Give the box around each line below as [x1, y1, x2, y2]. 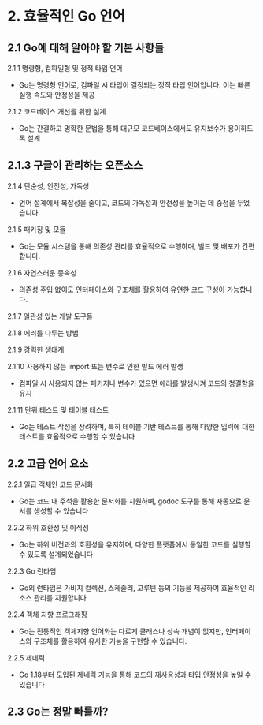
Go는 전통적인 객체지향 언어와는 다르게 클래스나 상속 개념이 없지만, [18, 626, 224, 636]
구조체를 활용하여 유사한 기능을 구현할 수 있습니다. [33, 636, 187, 645]
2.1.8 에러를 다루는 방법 [7, 328, 80, 338]
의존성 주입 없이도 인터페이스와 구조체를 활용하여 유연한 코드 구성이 [18, 285, 225, 294]
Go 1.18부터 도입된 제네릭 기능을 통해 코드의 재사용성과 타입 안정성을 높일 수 [18, 670, 252, 679]
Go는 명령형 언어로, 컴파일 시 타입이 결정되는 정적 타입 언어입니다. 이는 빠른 [18, 80, 251, 89]
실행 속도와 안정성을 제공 [18, 90, 95, 99]
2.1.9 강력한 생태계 [7, 345, 65, 354]
